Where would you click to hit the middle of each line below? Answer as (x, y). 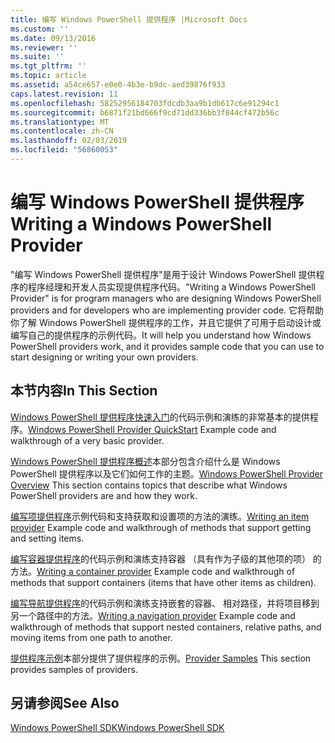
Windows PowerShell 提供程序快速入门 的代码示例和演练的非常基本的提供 (160, 417)
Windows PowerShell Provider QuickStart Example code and (152, 429)
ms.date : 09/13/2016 (53, 38)
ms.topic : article (48, 76)
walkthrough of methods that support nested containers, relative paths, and (166, 627)
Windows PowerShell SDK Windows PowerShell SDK (117, 728)
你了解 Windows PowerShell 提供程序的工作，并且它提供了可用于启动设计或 (166, 322)
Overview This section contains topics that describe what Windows (149, 485)
